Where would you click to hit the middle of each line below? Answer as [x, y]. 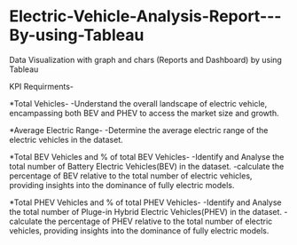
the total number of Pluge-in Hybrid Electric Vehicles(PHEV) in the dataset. [145, 211]
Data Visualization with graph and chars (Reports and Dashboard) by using [145, 59]
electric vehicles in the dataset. [66, 139]
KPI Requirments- [41, 86]
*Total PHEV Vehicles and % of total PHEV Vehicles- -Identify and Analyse [145, 202]
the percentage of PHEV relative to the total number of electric [158, 221]
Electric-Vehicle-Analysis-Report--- [145, 16]
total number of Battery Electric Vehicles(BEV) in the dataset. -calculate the [147, 166]
